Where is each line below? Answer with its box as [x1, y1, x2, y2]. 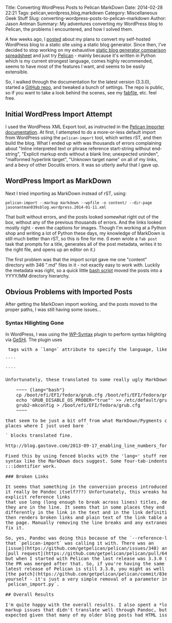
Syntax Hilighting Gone [5, 319, 64, 326]
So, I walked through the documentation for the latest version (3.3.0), [5, 79, 151, 85]
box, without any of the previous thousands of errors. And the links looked [5, 219, 162, 225]
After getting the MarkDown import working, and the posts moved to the [5, 301, 158, 307]
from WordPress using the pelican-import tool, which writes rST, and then [5, 134, 162, 141]
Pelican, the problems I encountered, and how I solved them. [5, 26, 134, 32]
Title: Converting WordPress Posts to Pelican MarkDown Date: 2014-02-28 [5, 5, 163, 10]
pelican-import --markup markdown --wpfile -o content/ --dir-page [5, 200, 153, 205]
